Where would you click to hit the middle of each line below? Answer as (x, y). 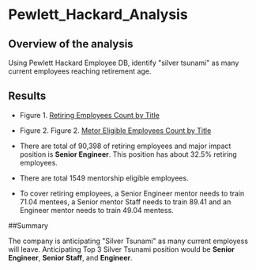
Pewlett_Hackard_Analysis (98, 15)
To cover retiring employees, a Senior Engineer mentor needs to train (132, 193)
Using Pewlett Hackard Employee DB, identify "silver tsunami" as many (124, 63)
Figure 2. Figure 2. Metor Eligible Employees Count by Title (115, 130)
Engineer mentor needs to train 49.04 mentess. (96, 210)
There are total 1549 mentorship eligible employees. (104, 178)
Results (27, 96)
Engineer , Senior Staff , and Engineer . (70, 257)
